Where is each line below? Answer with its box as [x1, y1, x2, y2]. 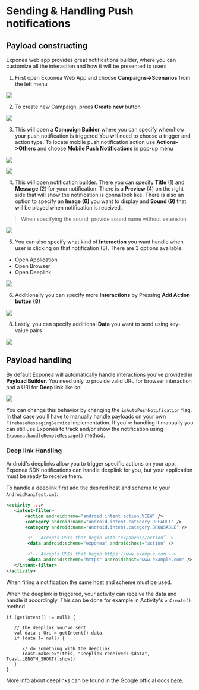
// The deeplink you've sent [14, 625, 86, 630]
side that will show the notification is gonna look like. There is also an [14, 192, 184, 198]
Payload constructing [6, 40, 88, 51]
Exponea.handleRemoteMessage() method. [6, 432, 105, 439]
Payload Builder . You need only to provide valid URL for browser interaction [6, 377, 192, 385]
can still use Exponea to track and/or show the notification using [6, 425, 163, 432]
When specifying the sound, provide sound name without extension [20, 216, 187, 223]
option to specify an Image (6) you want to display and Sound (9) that [14, 198, 187, 205]
